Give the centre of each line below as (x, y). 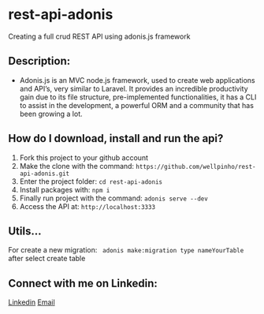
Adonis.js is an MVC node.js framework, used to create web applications (137, 80)
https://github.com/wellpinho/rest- (196, 166)
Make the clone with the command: (77, 166)
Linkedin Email (32, 302)
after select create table (47, 259)
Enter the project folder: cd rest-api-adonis (91, 181)
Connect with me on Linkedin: (83, 283)
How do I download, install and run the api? (116, 138)
